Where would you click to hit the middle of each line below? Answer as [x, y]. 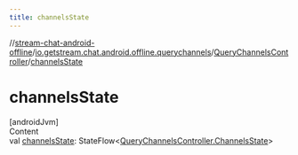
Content [24, 131]
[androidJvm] [34, 121]
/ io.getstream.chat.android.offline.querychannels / [124, 52]
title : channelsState [49, 17]
